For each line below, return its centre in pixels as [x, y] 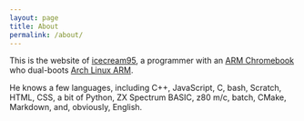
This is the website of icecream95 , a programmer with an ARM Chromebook [152, 61]
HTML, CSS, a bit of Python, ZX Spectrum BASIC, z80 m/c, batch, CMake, [148, 97]
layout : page [34, 18]
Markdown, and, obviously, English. [76, 107]
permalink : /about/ [46, 35]
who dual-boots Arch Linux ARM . [71, 70]
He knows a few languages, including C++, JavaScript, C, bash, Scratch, [146, 88]
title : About [34, 26]
